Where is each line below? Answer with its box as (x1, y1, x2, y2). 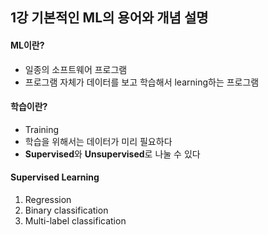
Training (24, 123, 60, 135)
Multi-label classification (24, 215, 127, 227)
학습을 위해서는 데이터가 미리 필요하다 (24, 135, 173, 147)
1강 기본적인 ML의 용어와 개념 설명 (10, 9, 209, 27)
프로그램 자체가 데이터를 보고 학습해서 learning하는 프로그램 (24, 76, 260, 88)
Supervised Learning (10, 171, 100, 183)
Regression (24, 194, 72, 205)
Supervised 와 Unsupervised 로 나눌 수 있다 (24, 148, 201, 160)
